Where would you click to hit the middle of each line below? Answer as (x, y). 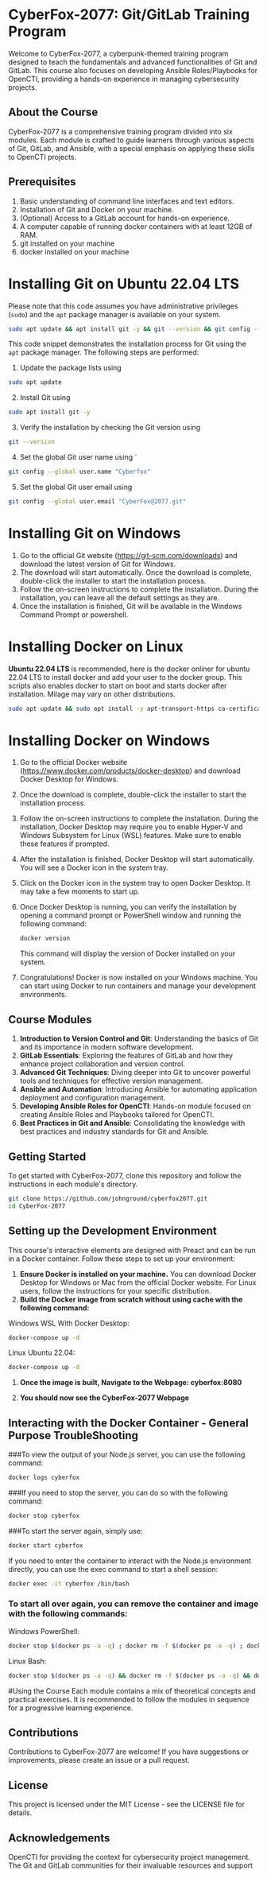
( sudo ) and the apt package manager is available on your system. (114, 314)
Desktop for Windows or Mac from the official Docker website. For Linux (138, 1282)
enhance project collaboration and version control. (102, 1064)
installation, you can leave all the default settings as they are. (120, 597)
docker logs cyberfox (44, 1478)
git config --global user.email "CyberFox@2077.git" (97, 501)
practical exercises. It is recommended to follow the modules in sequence (129, 1699)
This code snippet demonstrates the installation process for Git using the (127, 344)
